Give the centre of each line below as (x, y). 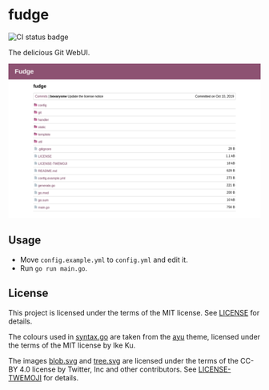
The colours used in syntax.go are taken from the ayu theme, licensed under (134, 336)
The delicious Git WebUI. (49, 52)
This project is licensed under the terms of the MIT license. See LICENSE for (134, 312)
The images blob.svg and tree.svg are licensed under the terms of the (123, 360)
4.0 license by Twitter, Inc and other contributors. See (108, 369)
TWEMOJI (25, 377)
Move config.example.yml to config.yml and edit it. (104, 259)
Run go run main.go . (54, 268)
